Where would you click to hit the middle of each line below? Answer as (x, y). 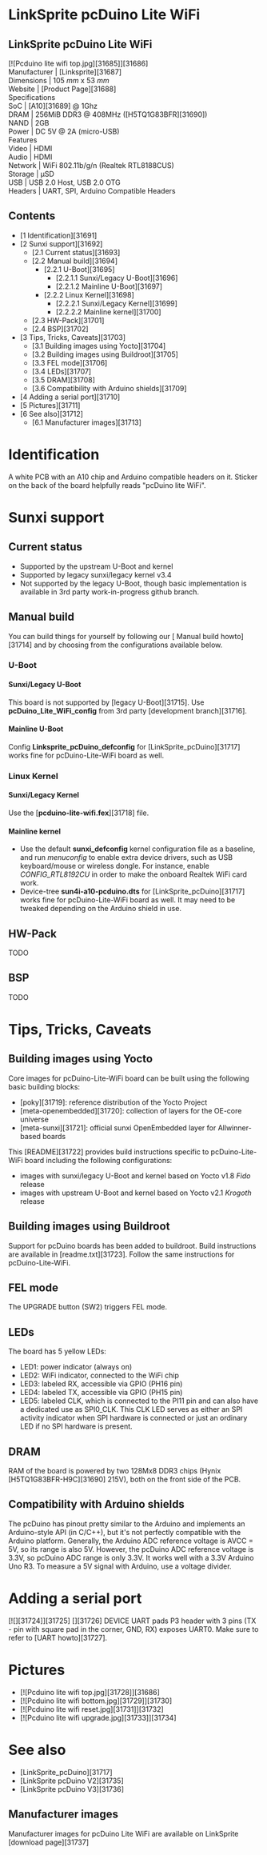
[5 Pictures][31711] (50, 405)
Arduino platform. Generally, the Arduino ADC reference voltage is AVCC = (131, 1541)
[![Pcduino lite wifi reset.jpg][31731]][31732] (92, 1709)
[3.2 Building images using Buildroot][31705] (105, 354)
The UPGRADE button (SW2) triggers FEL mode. (88, 1307)
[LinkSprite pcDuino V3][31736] (72, 1789)
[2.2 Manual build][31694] (75, 261)
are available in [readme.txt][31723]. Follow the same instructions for (122, 1254)
